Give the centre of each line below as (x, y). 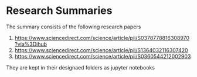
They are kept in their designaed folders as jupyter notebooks (81, 67)
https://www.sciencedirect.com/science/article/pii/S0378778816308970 (102, 38)
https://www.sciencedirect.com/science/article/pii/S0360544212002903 (103, 56)
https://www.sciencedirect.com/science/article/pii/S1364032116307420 (101, 50)
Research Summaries (59, 11)
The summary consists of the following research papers (74, 27)
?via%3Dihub (31, 44)
